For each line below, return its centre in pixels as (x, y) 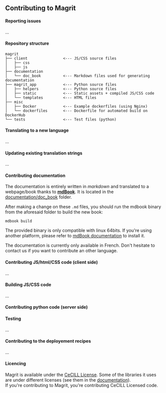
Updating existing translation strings (44, 153)
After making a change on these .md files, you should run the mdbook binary (83, 207)
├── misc (14, 102)
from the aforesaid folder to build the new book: (54, 212)
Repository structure (27, 43)
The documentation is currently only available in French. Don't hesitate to (80, 245)
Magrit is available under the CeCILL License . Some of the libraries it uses (81, 375)
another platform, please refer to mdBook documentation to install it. (75, 236)
